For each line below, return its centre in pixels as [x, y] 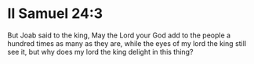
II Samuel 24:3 [55, 14]
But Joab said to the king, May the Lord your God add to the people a [119, 35]
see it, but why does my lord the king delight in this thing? [100, 52]
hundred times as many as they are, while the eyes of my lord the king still [127, 43]
